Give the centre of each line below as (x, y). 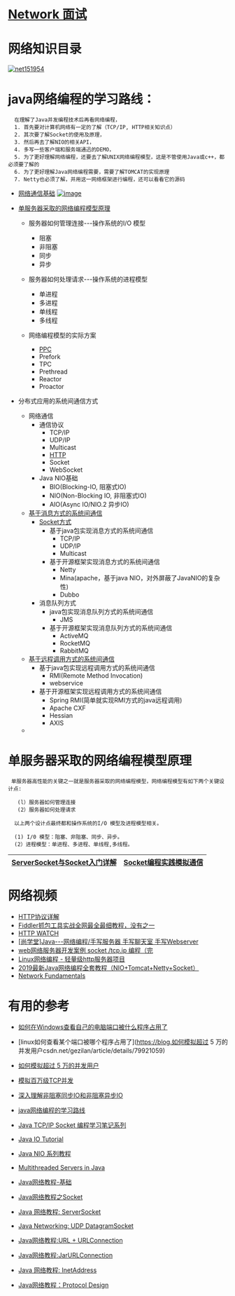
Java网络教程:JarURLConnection (65, 1255)
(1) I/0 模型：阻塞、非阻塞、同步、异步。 (69, 837)
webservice (66, 683)
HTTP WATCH (38, 933)
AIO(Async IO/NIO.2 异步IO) (89, 505)
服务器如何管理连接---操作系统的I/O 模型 (87, 223)
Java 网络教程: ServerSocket (59, 1212)
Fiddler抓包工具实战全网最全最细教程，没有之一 (86, 925)
